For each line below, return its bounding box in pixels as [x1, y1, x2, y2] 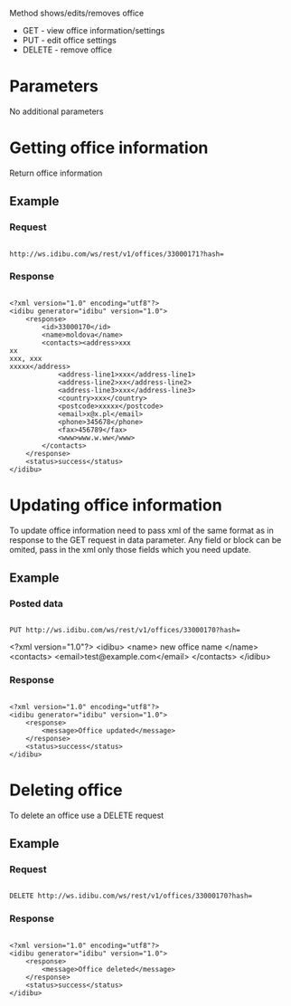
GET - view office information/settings [22, 25, 165, 35]
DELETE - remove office [22, 44, 113, 55]
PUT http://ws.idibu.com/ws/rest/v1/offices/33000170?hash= [9, 626, 241, 635]
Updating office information [9, 495, 223, 516]
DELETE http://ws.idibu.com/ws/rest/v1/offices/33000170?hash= [9, 891, 253, 901]
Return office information [9, 167, 103, 178]
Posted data [9, 597, 63, 610]
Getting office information [9, 138, 209, 158]
